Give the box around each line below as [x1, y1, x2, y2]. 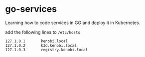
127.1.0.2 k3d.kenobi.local [5, 43, 77, 48]
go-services [5, 3, 57, 15]
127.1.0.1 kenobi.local [5, 38, 68, 44]
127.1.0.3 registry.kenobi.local [5, 47, 88, 52]
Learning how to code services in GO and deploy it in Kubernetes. [5, 20, 141, 26]
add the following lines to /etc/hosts [5, 29, 81, 35]
